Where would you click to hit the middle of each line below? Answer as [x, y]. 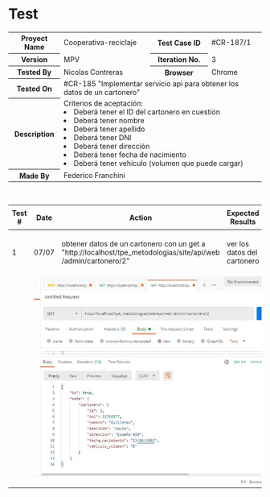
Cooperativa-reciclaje [100, 43]
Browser [179, 72]
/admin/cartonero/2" [96, 261]
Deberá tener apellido [109, 129]
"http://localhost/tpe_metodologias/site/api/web [141, 253]
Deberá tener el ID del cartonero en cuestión [147, 112]
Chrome [225, 72]
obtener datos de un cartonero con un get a [133, 244]
